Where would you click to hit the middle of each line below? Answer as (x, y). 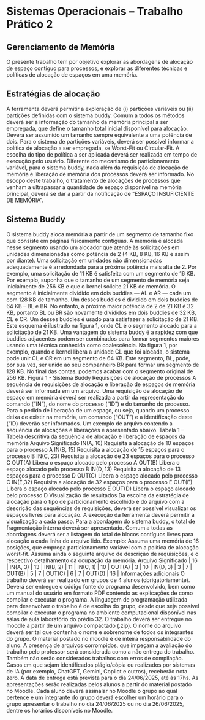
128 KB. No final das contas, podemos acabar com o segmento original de (100, 371)
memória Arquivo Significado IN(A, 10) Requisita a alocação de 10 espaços (100, 443)
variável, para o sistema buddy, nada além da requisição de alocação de (97, 168)
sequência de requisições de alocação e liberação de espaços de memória (101, 384)
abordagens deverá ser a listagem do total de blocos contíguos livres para (100, 534)
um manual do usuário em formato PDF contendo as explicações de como (100, 593)
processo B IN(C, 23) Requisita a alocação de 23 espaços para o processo (100, 456)
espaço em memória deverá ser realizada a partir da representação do (95, 397)
